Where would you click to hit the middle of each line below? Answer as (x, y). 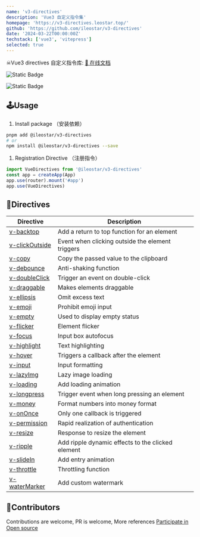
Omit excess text (81, 297)
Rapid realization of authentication (105, 423)
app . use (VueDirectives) (36, 186)
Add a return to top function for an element (117, 231)
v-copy (20, 258)
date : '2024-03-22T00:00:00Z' (44, 34)
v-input (20, 365)
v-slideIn (22, 460)
